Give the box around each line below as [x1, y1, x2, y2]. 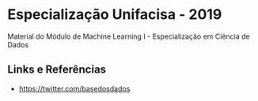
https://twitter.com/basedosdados [18, 84, 131, 93]
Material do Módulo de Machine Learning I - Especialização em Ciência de [7, 32, 250, 41]
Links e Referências [7, 63, 107, 77]
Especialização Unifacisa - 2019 [7, 6, 222, 24]
